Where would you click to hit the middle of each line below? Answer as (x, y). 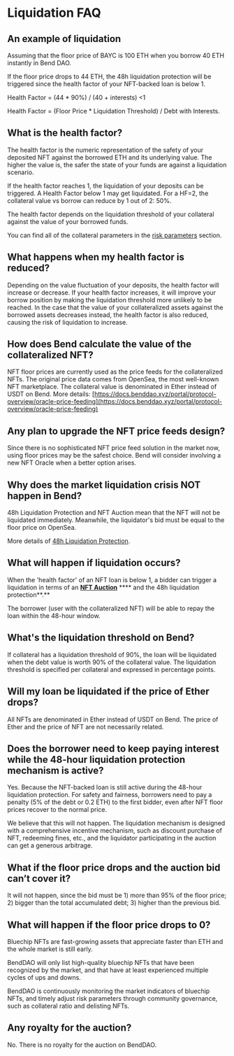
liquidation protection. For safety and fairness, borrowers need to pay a (110, 795)
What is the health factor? (65, 133)
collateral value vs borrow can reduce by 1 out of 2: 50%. (89, 200)
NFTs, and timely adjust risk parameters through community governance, (112, 998)
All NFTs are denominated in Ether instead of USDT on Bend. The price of (113, 719)
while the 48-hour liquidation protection (96, 760)
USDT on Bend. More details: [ (51, 394)
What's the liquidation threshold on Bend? (101, 638)
